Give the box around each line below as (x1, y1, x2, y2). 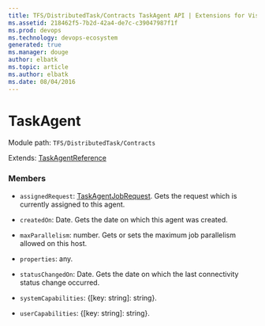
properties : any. (19, 254, 73, 263)
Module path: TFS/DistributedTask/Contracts (8, 138, 156, 147)
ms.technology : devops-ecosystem (8, 33, 118, 42)
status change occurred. (19, 278, 100, 287)
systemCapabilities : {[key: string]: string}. (19, 293, 158, 302)
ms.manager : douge (8, 48, 69, 56)
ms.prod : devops (8, 26, 62, 34)
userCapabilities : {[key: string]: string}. (19, 308, 150, 317)
